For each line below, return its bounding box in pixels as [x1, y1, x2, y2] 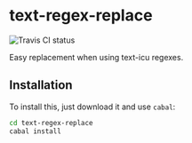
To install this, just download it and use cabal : [9, 101, 176, 112]
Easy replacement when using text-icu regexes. [9, 52, 184, 62]
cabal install [9, 126, 62, 136]
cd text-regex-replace [9, 118, 93, 127]
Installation [9, 77, 73, 93]
